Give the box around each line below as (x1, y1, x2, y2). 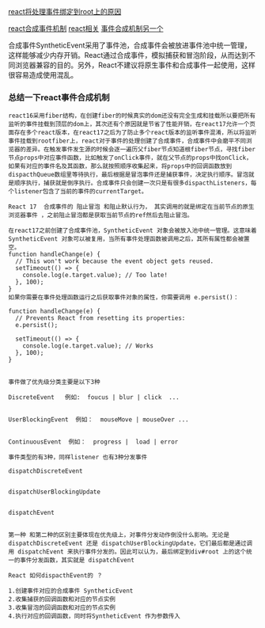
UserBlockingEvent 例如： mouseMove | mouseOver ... (8, 416, 189, 424)
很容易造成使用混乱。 (8, 70, 78, 79)
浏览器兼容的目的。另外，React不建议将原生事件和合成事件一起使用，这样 (14, 60, 256, 70)
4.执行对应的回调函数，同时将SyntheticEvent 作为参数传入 (8, 612, 180, 620)
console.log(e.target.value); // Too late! (22, 272, 168, 280)
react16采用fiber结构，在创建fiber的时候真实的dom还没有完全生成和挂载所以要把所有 (8, 112, 256, 120)
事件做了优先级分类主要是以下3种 (8, 379, 100, 386)
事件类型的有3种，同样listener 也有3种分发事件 (8, 454, 148, 462)
